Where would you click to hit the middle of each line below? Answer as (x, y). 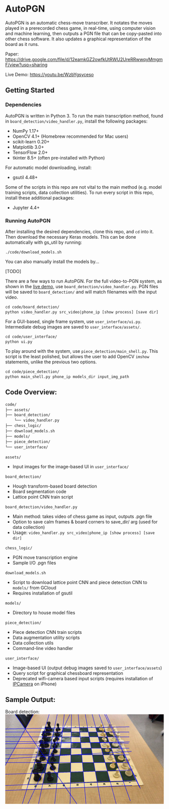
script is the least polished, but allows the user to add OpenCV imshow (77, 356)
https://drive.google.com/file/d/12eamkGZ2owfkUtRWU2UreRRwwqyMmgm (84, 59)
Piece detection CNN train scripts (47, 632)
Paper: (12, 54)
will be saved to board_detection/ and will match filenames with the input (81, 292)
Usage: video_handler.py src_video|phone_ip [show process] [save (83, 532)
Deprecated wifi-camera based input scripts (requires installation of (83, 678)
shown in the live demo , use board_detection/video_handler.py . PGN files (82, 286)
